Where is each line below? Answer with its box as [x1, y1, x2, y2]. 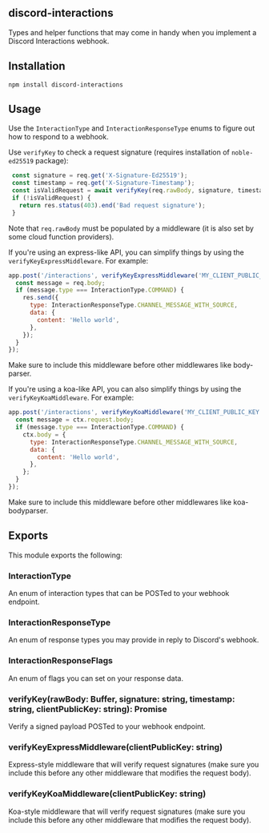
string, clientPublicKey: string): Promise [8, 703, 167, 714]
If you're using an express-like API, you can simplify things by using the [8, 247, 244, 257]
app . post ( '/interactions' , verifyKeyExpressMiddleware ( [8, 272, 199, 280]
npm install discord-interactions [8, 80, 124, 89]
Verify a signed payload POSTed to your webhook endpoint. [8, 721, 206, 731]
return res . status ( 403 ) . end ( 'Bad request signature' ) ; [18, 201, 206, 209]
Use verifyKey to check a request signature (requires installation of [8, 147, 230, 157]
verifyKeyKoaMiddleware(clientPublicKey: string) [8, 788, 207, 799]
